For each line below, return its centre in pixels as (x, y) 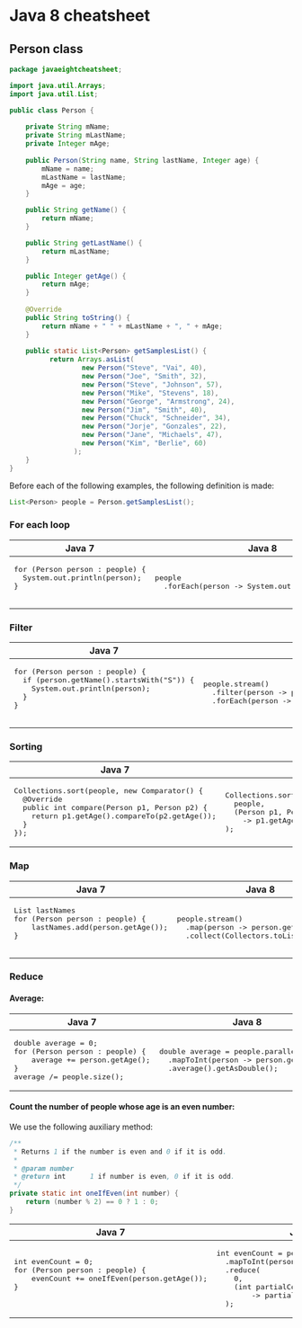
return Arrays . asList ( (92, 360)
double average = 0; (56, 1043)
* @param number (44, 1168)
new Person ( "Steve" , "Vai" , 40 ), (144, 368)
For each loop (40, 525)
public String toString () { (78, 317)
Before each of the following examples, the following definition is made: (142, 486)
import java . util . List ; (54, 94)
